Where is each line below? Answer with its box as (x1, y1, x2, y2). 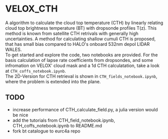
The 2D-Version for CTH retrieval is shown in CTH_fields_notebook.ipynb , (5, 73, 157, 79)
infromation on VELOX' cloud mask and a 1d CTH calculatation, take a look (5, 62, 160, 68)
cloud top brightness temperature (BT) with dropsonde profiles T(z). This (5, 25, 157, 31)
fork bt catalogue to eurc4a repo (12, 128, 81, 134)
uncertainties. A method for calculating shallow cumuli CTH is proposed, (5, 36, 156, 42)
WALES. (5, 46, 22, 52)
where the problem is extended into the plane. (5, 79, 101, 85)
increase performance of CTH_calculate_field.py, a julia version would (12, 106, 158, 112)
